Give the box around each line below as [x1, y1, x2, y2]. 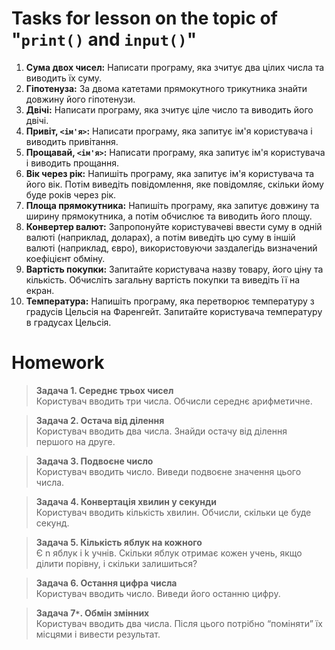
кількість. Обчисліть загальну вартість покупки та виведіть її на [25, 273, 301, 286]
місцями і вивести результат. [35, 628, 161, 640]
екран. [25, 284, 55, 296]
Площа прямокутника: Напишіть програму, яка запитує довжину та [25, 199, 320, 211]
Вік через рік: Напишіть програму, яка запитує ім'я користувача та [25, 167, 315, 179]
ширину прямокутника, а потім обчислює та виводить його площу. [25, 210, 313, 222]
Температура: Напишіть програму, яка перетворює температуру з [25, 295, 315, 307]
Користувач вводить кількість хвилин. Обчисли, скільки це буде [35, 506, 312, 518]
